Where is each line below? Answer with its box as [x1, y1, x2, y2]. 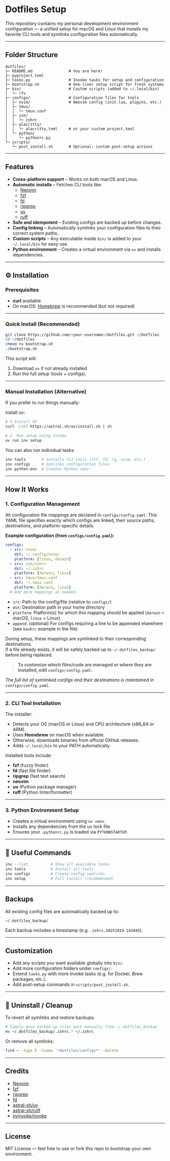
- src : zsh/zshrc [10, 561, 47, 567]
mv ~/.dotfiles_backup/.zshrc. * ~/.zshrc [5, 1029, 94, 1034]
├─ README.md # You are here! [5, 69, 103, 74]
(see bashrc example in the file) [12, 625, 78, 632]
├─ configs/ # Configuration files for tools [5, 95, 139, 100]
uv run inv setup [5, 438, 42, 443]
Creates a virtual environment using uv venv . [12, 818, 106, 824]
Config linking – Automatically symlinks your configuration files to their [12, 224, 161, 230]
